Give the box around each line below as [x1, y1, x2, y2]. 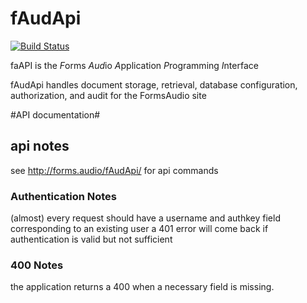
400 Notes [10, 258, 64, 272]
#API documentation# [10, 108, 101, 121]
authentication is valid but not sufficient [10, 233, 173, 246]
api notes [10, 138, 70, 155]
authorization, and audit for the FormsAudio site [10, 89, 207, 101]
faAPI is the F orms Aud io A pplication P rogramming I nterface [10, 59, 259, 71]
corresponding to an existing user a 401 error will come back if [10, 223, 269, 235]
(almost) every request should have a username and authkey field [10, 212, 281, 224]
